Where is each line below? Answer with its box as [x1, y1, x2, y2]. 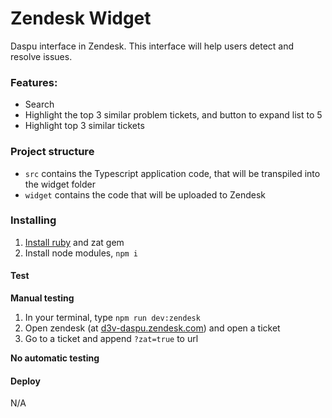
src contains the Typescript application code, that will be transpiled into [24, 167, 321, 179]
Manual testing [10, 292, 75, 304]
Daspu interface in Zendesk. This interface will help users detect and [10, 40, 295, 52]
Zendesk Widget [10, 7, 152, 30]
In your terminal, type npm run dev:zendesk [24, 312, 201, 324]
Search [24, 98, 55, 111]
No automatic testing [10, 352, 100, 364]
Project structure [10, 145, 95, 159]
